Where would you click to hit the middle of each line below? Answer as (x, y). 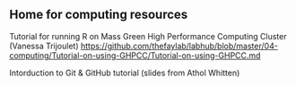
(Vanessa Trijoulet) (44, 46)
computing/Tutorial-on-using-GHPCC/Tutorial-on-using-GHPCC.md (135, 55)
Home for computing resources (99, 15)
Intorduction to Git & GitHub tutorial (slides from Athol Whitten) (125, 73)
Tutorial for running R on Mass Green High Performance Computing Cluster (148, 36)
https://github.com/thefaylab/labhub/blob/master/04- (179, 46)
